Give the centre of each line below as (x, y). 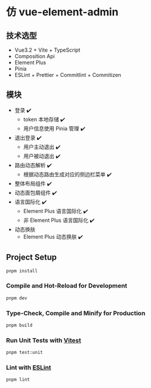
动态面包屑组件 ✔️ (36, 193)
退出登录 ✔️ (28, 137)
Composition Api (35, 56)
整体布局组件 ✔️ (33, 183)
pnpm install (22, 271)
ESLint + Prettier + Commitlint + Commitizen (68, 75)
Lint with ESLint (29, 367)
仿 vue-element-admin (62, 12)
